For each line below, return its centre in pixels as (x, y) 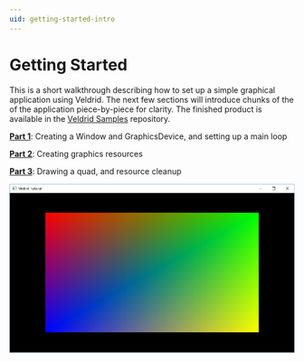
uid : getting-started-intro (62, 19)
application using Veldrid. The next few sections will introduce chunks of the (152, 99)
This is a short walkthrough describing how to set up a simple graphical (142, 89)
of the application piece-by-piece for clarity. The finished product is (136, 109)
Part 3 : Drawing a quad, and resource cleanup (96, 171)
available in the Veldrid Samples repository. (90, 118)
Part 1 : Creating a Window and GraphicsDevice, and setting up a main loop (148, 136)
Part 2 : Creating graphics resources (76, 153)
